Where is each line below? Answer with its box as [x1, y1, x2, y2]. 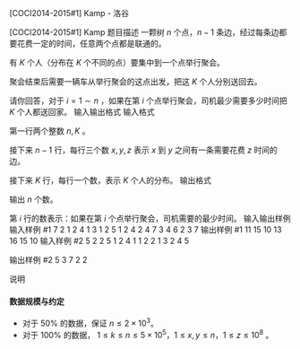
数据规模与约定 [9, 295, 64, 307]
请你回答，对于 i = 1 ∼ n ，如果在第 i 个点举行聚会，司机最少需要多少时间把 [9, 95, 288, 106]
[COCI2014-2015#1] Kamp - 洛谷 [9, 8, 130, 18]
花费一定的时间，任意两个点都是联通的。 [16, 39, 167, 48]
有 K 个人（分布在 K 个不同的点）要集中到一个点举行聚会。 [9, 57, 226, 67]
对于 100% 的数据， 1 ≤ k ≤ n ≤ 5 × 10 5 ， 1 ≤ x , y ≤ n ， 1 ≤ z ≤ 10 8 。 [21, 327, 274, 340]
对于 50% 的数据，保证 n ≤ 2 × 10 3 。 [21, 317, 159, 328]
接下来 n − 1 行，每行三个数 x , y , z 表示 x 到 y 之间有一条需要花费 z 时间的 [9, 144, 278, 155]
